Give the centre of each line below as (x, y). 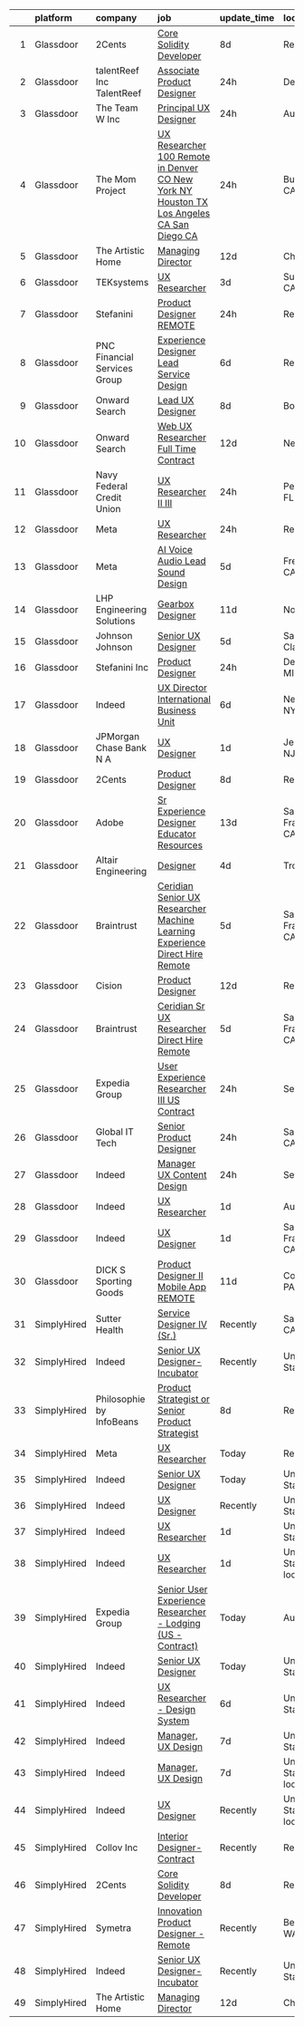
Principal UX (184, 108)
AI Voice (175, 550)
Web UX (175, 426)
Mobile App (181, 1287)
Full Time (176, 449)
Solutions (115, 621)
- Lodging (179, 1623)
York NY (175, 191)
